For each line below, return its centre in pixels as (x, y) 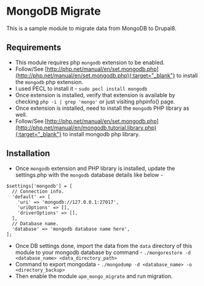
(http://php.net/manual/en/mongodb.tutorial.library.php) (86, 128)
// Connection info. (38, 191)
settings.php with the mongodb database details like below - (89, 175)
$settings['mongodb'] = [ (39, 186)
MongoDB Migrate (54, 11)
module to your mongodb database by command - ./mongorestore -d (103, 252)
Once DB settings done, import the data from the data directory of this (104, 245)
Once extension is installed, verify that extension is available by (95, 95)
